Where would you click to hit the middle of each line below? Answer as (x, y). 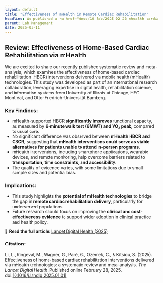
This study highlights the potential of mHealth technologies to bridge (82, 196)
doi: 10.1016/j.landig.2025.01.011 (36, 275)
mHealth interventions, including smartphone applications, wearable (80, 152)
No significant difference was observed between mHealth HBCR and (81, 136)
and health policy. (30, 222)
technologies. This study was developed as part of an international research (81, 82)
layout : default (21, 9)
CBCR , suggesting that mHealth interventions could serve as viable (81, 142)
